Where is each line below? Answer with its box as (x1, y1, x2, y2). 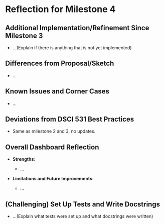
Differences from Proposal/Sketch (5, 59, 114, 68)
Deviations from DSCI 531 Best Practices (5, 115, 134, 124)
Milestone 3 (5, 31, 43, 40)
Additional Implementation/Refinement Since (5, 24, 149, 32)
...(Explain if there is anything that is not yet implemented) (12, 45, 132, 51)
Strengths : (12, 156, 36, 162)
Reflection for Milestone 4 (5, 4, 116, 15)
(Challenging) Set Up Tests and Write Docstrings (5, 200, 160, 208)
